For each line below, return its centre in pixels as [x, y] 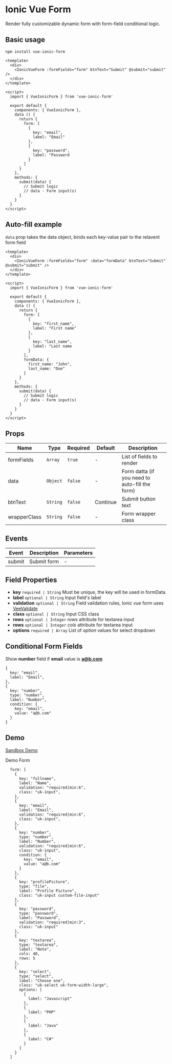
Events [17, 538]
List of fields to [139, 457]
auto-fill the [136, 485]
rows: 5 [27, 958]
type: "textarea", [38, 945]
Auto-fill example [34, 225]
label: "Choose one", [42, 981]
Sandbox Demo [21, 750]
